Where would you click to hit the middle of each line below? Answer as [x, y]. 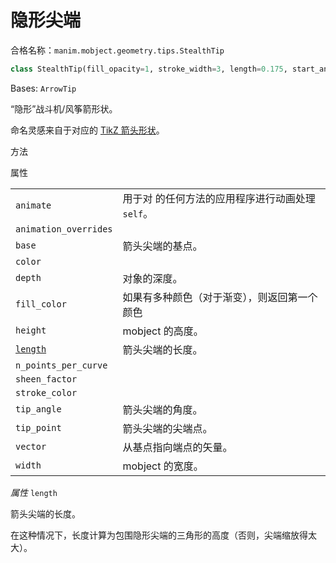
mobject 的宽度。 [163, 466]
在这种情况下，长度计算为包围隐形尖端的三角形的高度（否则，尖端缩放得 [159, 535]
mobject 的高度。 [163, 331]
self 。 [138, 213]
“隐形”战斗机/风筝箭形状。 [64, 108]
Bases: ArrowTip [43, 88]
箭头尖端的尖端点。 [167, 428]
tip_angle [38, 409]
